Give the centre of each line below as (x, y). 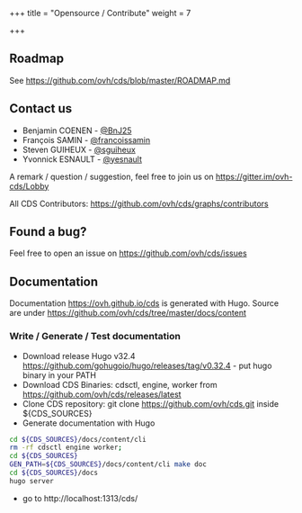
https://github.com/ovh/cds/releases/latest (102, 394)
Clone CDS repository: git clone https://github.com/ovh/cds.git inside (151, 403)
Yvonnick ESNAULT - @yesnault (82, 159)
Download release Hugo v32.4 (79, 355)
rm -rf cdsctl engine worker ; (66, 448)
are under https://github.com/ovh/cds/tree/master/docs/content (128, 313)
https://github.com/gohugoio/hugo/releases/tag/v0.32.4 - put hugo (147, 365)
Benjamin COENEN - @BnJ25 (77, 130)
